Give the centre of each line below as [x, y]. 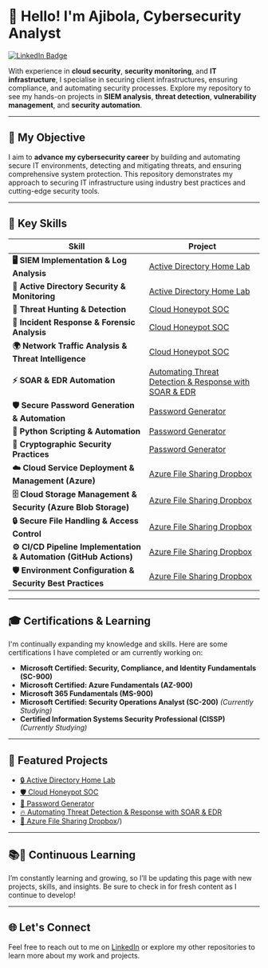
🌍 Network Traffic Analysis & [70, 346]
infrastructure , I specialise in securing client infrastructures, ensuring [123, 79]
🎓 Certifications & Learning [80, 620]
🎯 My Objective [47, 138]
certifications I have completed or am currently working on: [106, 653]
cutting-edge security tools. [54, 190]
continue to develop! [42, 895]
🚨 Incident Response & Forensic [74, 322]
